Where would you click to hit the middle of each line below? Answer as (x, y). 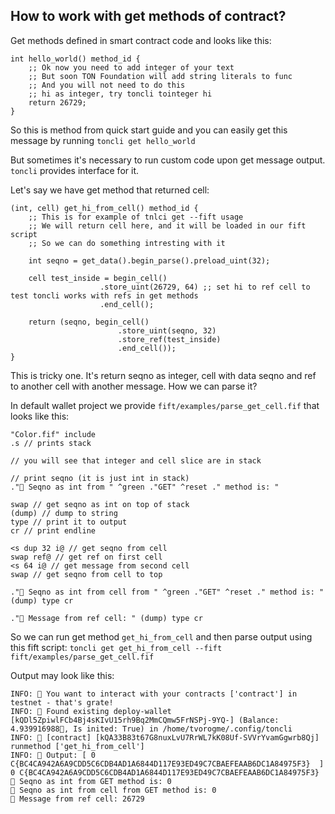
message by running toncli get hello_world (103, 140)
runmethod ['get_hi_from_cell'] (77, 746)
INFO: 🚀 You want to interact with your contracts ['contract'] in (154, 694)
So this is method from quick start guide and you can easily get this (149, 130)
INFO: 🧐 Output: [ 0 (53, 755)
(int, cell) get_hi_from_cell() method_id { (104, 208)
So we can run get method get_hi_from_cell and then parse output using (161, 636)
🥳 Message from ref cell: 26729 (77, 799)
